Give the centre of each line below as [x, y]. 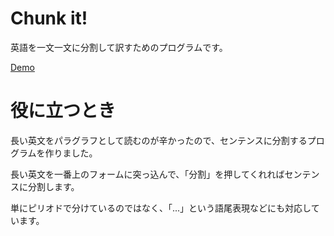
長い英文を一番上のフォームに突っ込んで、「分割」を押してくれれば [147, 174]
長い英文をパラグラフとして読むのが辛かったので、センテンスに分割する [159, 140]
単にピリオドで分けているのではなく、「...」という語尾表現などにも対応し [161, 208]
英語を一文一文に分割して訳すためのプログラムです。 [119, 47]
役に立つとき [63, 111]
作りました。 [71, 153]
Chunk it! [49, 18]
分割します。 [53, 186]
